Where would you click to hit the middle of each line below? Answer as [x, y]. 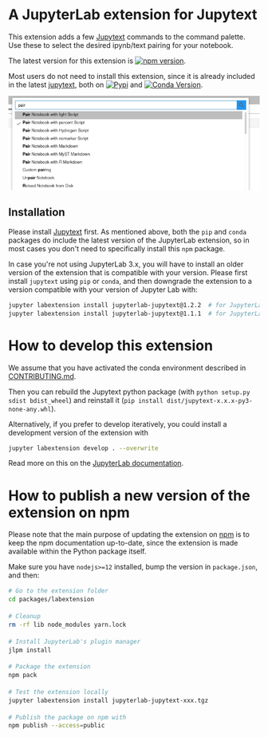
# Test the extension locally [59, 692]
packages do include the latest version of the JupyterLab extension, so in [129, 240]
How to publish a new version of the [129, 495]
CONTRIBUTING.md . [42, 376]
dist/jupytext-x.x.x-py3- [209, 400]
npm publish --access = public [57, 726]
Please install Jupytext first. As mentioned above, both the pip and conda [128, 231]
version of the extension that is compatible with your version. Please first [128, 272]
